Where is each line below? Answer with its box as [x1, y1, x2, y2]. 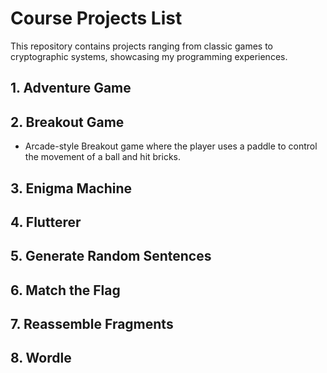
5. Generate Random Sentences [10, 248, 212, 265]
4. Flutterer [10, 213, 82, 231]
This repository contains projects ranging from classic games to [10, 40, 273, 52]
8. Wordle [10, 350, 72, 367]
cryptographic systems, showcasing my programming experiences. [10, 50, 288, 62]
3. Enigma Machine [10, 180, 133, 197]
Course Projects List [10, 7, 183, 30]
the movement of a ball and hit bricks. [24, 151, 182, 163]
